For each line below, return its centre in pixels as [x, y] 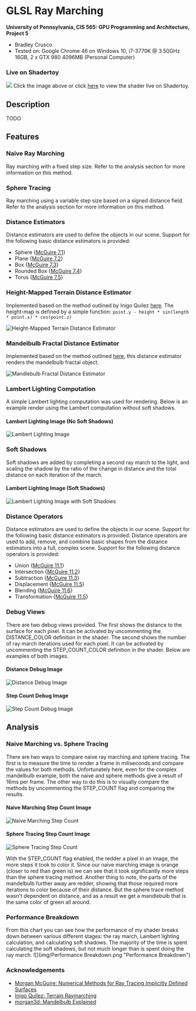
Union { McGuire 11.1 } [39, 566]
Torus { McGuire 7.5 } [39, 278]
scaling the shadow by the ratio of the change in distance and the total [91, 468]
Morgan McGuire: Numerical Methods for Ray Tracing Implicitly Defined [101, 983]
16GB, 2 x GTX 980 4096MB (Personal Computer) [75, 57]
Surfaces [26, 989]
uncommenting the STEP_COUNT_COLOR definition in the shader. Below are [98, 650]
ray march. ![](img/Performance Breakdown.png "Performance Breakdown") [98, 955]
